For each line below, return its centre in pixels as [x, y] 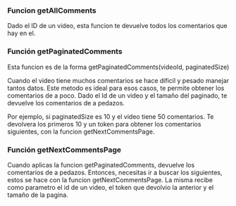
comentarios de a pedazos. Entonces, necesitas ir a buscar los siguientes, [115, 172]
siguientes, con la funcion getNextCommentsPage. [81, 131]
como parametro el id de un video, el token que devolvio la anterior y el [111, 187]
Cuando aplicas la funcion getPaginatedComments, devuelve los [101, 165]
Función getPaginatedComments [65, 51]
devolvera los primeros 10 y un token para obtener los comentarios [104, 124]
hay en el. [21, 33]
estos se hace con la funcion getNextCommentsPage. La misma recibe [110, 180]
